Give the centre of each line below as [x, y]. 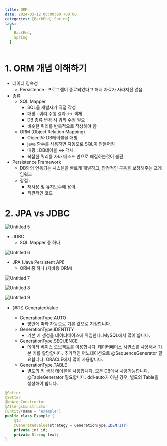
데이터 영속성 [25, 83]
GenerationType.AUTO [43, 318]
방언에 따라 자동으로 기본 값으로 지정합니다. [69, 324]
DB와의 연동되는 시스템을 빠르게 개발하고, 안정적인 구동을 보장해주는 [86, 168]
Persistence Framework [37, 162]
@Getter [13, 393]
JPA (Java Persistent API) [38, 262]
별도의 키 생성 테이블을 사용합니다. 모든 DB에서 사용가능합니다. [88, 371]
